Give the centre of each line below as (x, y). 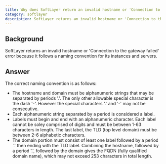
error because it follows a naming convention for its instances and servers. (81, 56)
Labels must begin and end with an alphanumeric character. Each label (84, 119)
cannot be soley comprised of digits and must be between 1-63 (77, 124)
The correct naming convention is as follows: (51, 83)
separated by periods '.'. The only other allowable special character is (83, 98)
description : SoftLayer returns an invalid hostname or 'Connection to (80, 19)
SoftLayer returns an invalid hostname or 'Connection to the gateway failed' (82, 51)
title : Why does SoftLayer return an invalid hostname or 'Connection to (83, 10)
